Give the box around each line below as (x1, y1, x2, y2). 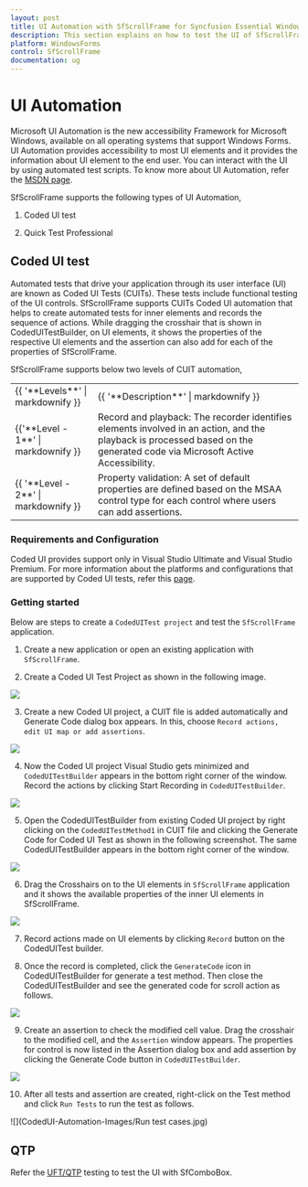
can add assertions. (98, 505, 183, 518)
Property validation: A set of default (98, 471, 250, 484)
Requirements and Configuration (10, 532, 159, 545)
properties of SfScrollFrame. (10, 346, 118, 357)
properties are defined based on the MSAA (98, 482, 282, 495)
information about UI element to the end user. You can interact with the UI (10, 155, 288, 166)
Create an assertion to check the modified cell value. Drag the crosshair (23, 1025, 295, 1036)
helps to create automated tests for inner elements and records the (10, 307, 263, 318)
